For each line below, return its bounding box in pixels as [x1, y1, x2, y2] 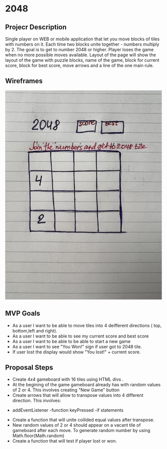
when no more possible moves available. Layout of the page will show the [5, 52, 157, 58]
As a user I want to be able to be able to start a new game [12, 338, 131, 344]
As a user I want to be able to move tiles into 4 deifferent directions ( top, [12, 322, 162, 329]
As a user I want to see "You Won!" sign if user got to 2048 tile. [12, 343, 142, 349]
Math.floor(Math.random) [12, 433, 65, 439]
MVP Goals [5, 309, 41, 318]
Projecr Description [5, 23, 67, 31]
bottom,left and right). [12, 328, 58, 334]
